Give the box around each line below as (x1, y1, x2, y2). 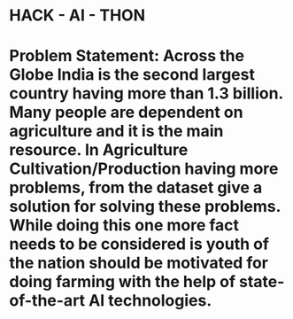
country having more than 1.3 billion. (9, 83, 283, 104)
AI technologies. (88, 291, 212, 311)
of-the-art (9, 291, 86, 311)
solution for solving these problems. (9, 197, 281, 217)
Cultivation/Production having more (9, 159, 279, 179)
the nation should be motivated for (9, 253, 268, 273)
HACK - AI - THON (9, 5, 146, 26)
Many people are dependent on (9, 103, 243, 122)
